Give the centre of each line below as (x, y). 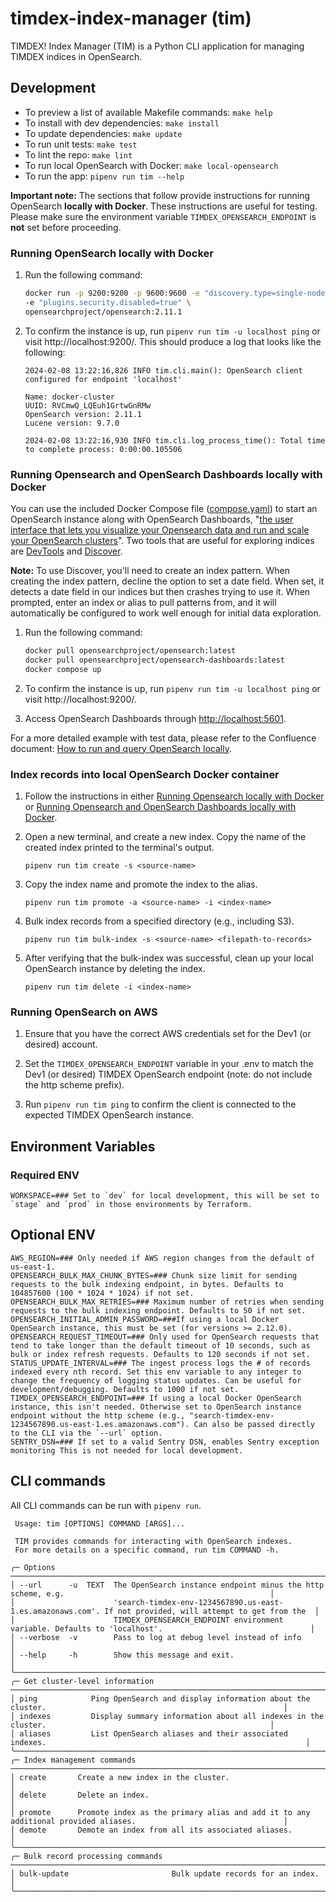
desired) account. (61, 1044)
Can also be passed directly (254, 1424)
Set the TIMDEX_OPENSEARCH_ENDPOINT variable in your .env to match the (169, 1064)
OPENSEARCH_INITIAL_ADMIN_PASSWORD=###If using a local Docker (145, 1319)
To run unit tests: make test (81, 144)
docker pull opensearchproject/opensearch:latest (130, 650)
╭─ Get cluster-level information (82, 1681)
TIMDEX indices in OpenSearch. (76, 56)
